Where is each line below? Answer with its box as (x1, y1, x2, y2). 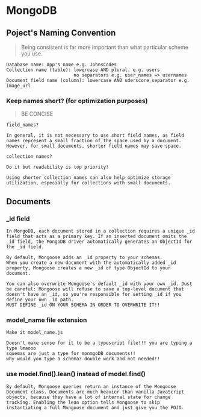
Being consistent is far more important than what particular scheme (20, 43, 188, 51)
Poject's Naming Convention (6, 28, 116, 38)
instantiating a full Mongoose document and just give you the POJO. (6, 404, 185, 410)
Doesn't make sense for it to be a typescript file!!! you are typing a (6, 340, 193, 346)
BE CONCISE (20, 110, 54, 118)
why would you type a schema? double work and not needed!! (6, 356, 161, 362)
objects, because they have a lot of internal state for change (6, 394, 171, 400)
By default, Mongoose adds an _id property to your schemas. (6, 254, 163, 260)
